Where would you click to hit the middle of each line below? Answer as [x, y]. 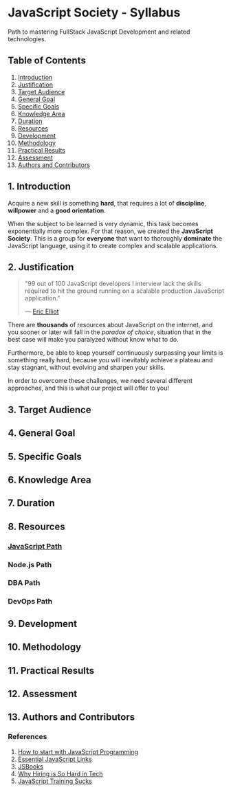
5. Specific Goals [45, 456]
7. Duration [31, 503]
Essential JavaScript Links [55, 759]
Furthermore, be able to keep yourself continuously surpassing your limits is [115, 353]
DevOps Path [30, 602]
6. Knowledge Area [49, 480]
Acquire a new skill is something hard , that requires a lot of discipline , [107, 203]
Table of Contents [47, 61]
